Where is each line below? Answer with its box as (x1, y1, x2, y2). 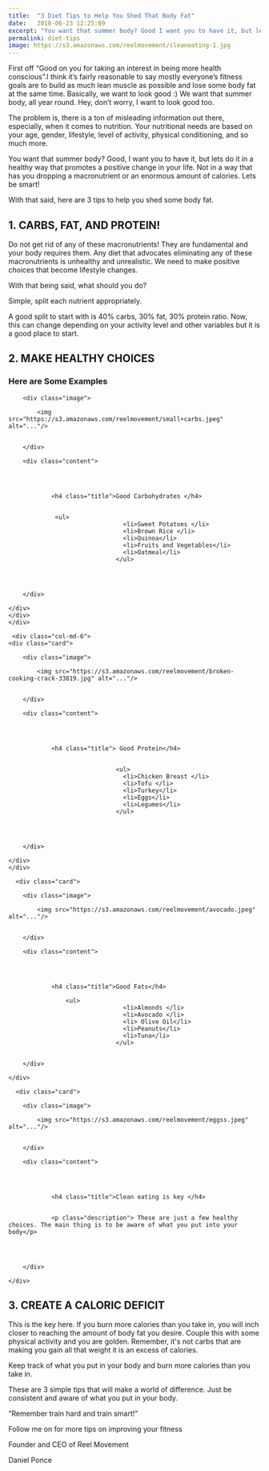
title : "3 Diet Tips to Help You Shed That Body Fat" (8, 11, 195, 20)
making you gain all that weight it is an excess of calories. (8, 1345, 199, 1355)
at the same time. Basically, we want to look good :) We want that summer (8, 89, 252, 98)
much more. (8, 139, 48, 148)
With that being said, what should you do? (8, 280, 147, 290)
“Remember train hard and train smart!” (8, 1409, 139, 1418)
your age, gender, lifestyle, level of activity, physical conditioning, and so (8, 130, 249, 140)
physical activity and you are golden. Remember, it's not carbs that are (8, 1336, 242, 1346)
